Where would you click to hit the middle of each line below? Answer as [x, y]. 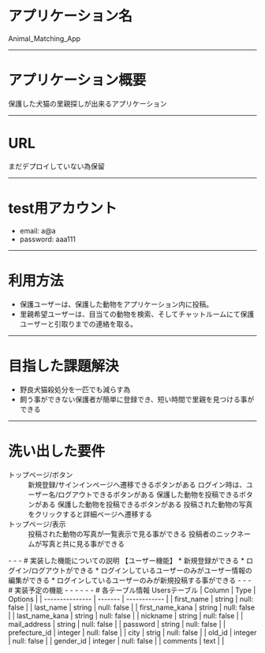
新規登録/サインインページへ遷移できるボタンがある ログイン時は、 [137, 484]
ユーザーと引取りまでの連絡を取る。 [78, 323]
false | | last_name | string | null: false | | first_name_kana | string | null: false [131, 607]
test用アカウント [63, 208]
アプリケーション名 [70, 16]
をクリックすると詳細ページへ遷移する [90, 514]
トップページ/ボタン [41, 475]
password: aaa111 [48, 239]
